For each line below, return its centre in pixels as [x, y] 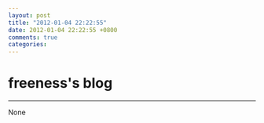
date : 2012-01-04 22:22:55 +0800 [63, 30]
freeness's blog [60, 83]
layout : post [29, 15]
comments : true [33, 37]
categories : [27, 45]
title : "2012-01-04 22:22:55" [58, 23]
